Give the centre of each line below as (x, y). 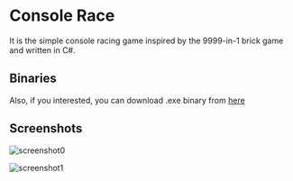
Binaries (33, 79)
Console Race (62, 16)
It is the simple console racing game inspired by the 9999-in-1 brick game (146, 41)
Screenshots (46, 128)
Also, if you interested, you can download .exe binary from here (127, 100)
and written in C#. (43, 50)
